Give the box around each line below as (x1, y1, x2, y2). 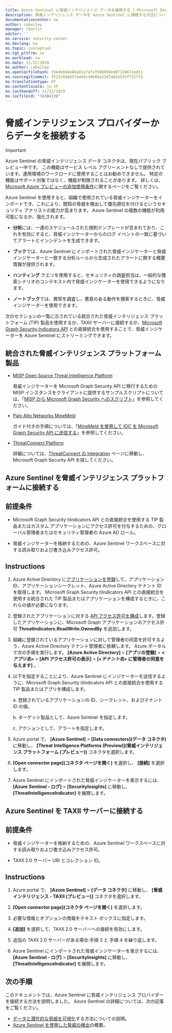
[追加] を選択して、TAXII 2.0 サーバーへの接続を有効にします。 (12, 926, 145, 932)
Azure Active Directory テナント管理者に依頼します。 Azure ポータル (21, 643, 166, 649)
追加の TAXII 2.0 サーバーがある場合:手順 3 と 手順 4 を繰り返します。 (12, 937, 160, 943)
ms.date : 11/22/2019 (5, 60, 50, 65)
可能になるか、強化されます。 (5, 214, 68, 220)
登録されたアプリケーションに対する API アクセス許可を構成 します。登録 (12, 613, 165, 619)
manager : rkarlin (5, 27, 42, 32)
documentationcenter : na (5, 17, 58, 22)
